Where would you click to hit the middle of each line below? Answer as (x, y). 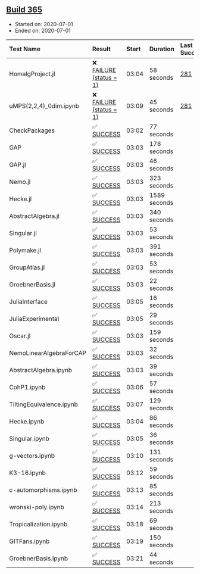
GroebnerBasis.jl (32, 284)
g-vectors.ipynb (32, 456)
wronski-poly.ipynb (37, 507)
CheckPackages (32, 130)
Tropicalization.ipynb (38, 524)
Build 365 (24, 10)
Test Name (25, 49)
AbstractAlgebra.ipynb (41, 370)
